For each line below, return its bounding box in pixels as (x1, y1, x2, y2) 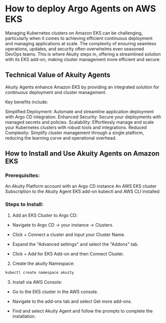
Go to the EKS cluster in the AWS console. (12, 289, 98, 295)
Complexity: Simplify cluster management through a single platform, (5, 130, 144, 136)
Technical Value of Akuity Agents (5, 71, 111, 80)
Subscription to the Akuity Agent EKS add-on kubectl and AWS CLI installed (5, 188, 160, 194)
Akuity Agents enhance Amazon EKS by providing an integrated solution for (5, 84, 160, 90)
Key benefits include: (5, 99, 49, 105)
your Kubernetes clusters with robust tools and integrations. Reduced (5, 124, 147, 130)
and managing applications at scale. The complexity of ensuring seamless (5, 40, 157, 46)
